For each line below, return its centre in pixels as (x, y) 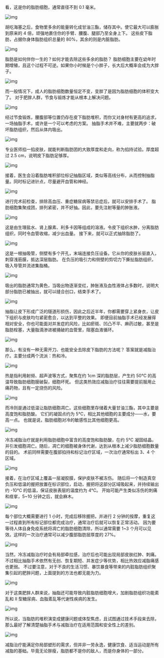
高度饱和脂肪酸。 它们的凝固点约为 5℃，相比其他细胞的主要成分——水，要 (81, 414)
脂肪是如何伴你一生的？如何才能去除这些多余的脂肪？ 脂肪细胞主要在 (74, 59)
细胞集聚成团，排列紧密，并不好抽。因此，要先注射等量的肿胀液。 (75, 207)
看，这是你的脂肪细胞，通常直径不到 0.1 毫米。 (52, 7)
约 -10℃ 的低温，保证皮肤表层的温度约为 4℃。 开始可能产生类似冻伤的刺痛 (81, 490)
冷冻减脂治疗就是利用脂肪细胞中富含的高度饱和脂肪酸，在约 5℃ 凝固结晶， (81, 440)
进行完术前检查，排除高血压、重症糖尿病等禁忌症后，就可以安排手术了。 (78, 201)
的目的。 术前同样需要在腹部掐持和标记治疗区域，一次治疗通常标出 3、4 (77, 452)
